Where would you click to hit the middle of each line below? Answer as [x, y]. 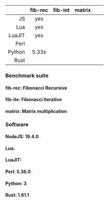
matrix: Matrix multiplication [36, 111]
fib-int [61, 10]
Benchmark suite [27, 75]
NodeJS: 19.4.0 [22, 137]
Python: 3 [16, 183]
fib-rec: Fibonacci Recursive [36, 88]
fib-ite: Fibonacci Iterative [34, 100]
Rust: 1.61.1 [17, 195]
